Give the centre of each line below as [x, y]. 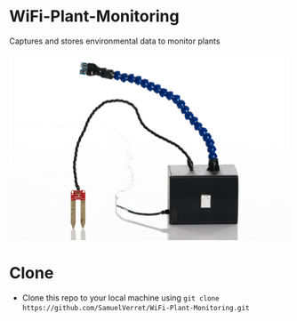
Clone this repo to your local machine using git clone [120, 297]
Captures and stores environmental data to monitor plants [115, 41]
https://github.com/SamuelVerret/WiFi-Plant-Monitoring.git [136, 308]
